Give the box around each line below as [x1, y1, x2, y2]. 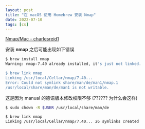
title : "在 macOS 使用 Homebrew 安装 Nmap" [5, 12, 96, 17]
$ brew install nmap [5, 57, 50, 62]
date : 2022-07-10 [5, 17, 43, 22]
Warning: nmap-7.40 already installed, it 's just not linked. [5, 61, 141, 67]
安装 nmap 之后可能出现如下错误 [5, 47, 75, 53]
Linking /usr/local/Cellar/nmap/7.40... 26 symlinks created [5, 119, 139, 124]
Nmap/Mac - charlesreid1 [5, 36, 59, 42]
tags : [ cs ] [5, 21, 29, 27]
